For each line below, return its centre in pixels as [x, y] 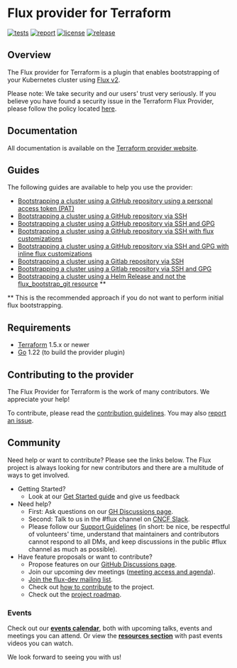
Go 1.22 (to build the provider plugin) [71, 352]
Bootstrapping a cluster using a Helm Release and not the [101, 276]
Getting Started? [42, 488]
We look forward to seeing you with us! [65, 657]
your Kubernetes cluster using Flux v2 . [64, 80]
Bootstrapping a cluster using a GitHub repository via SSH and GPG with [123, 246]
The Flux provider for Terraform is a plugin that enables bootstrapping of [114, 72]
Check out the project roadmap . [75, 594]
